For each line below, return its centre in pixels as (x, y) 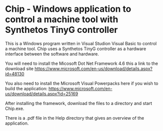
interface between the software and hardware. (52, 54)
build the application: (26, 88)
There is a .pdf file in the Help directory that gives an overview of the (75, 118)
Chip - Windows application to (68, 9)
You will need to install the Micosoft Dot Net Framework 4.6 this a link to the (81, 63)
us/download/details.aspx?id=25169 (42, 94)
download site (19, 68)
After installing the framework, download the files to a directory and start (79, 103)
